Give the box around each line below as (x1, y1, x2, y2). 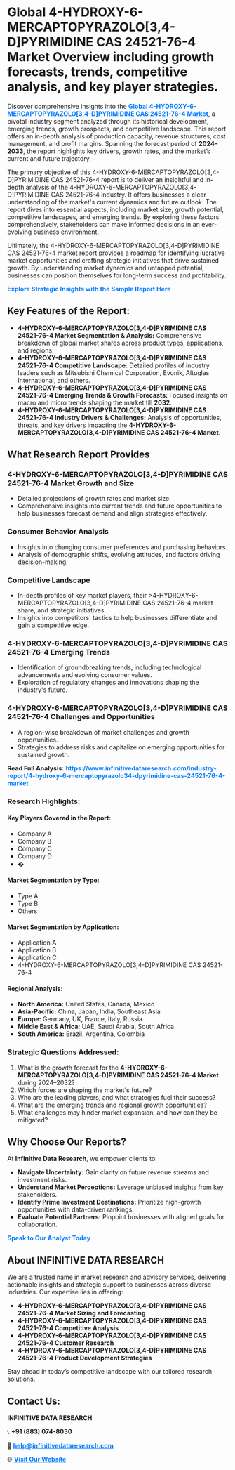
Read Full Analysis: (7, 763, 65, 773)
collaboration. (17, 1220, 58, 1229)
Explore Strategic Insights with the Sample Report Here (7, 284, 171, 293)
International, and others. (17, 376, 90, 384)
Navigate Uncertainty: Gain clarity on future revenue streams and (17, 1168, 209, 1176)
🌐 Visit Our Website (7, 1455, 67, 1464)
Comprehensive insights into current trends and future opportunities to (17, 501, 222, 510)
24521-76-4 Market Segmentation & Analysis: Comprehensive (17, 331, 202, 339)
